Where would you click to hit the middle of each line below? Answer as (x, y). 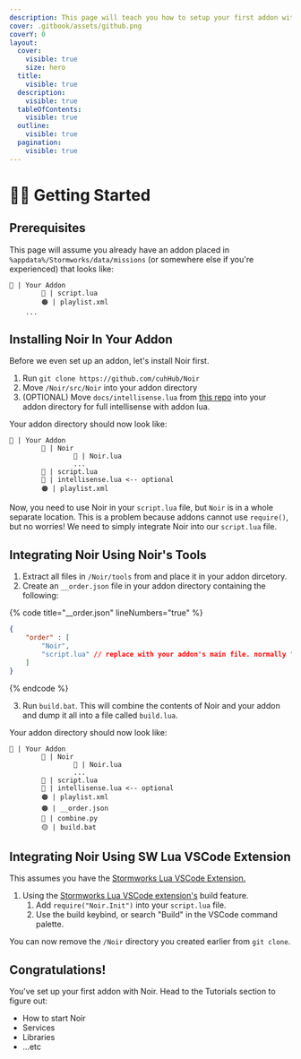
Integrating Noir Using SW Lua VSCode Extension (150, 857)
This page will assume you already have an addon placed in (120, 250)
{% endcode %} (39, 688)
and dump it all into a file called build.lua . (100, 715)
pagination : (40, 142)
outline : (34, 126)
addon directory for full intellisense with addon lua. (116, 407)
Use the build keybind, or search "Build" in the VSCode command (156, 915)
